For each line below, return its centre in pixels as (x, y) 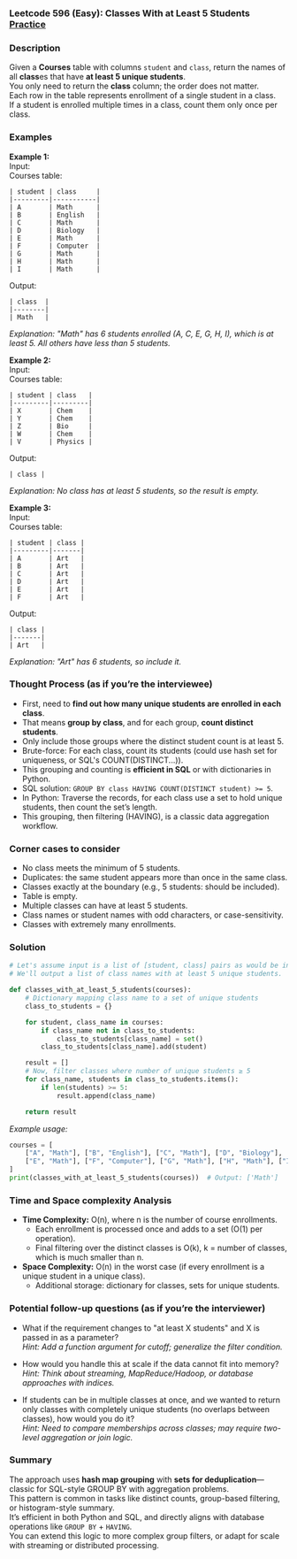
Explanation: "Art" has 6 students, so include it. (95, 661)
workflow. (40, 826)
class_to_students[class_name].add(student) (124, 1047)
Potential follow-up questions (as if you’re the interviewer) (137, 1309)
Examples (31, 137)
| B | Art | (47, 566)
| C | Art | (47, 573)
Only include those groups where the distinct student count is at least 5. (153, 741)
